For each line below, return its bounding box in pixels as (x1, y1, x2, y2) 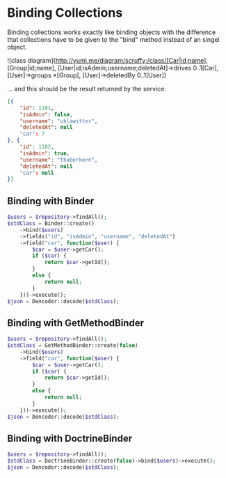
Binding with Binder (7, 195, 95, 207)
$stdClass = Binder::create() (7, 220, 95, 227)
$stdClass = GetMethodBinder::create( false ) (7, 342, 138, 349)
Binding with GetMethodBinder (7, 317, 145, 329)
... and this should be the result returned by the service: (7, 84, 167, 93)
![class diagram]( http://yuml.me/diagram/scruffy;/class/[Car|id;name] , (7, 56, 209, 64)
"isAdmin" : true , (19, 150, 70, 157)
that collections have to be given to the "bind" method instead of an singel (7, 35, 220, 43)
